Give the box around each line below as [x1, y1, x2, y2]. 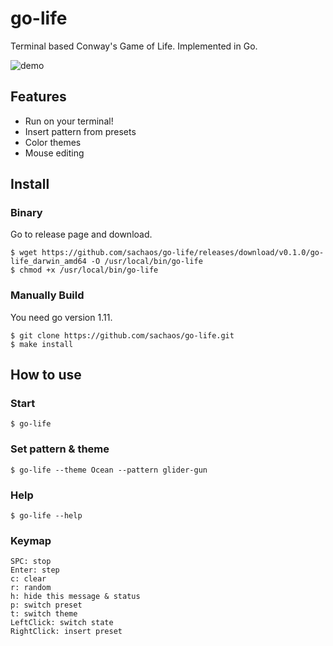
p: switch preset [10, 600, 83, 611]
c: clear [10, 574, 47, 584]
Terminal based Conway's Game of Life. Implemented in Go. [10, 40, 258, 52]
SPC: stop [10, 557, 52, 567]
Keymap [10, 533, 52, 547]
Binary [10, 206, 43, 220]
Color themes [24, 136, 82, 148]
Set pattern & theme [10, 442, 110, 456]
